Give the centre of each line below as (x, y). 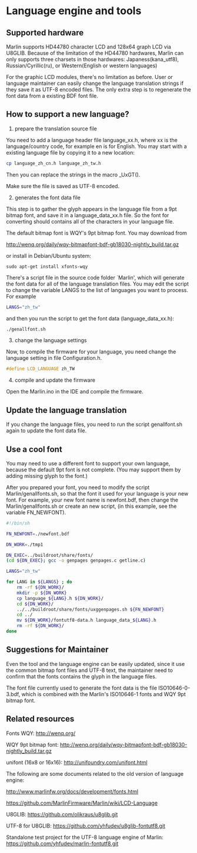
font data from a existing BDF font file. (52, 96)
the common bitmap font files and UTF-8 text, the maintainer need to (90, 670)
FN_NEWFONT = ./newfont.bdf (38, 534)
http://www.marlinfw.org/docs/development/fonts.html (72, 791)
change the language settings (51, 340)
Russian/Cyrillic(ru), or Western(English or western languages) (82, 65)
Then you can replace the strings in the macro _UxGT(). (73, 175)
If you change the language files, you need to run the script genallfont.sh (94, 424)
